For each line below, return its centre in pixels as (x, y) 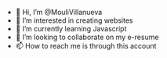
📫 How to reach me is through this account (86, 46)
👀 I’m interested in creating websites (74, 20)
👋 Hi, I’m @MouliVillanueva (59, 12)
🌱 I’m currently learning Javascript (71, 29)
